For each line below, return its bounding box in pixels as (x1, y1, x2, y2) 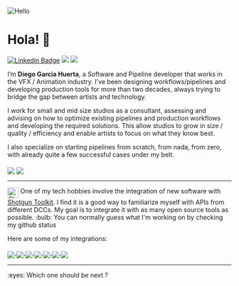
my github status (7, 221, 57, 229)
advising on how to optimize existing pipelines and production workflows (7, 114, 221, 122)
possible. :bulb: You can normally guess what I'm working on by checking (7, 213, 223, 221)
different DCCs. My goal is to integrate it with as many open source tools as (7, 205, 229, 213)
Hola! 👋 (7, 32, 51, 48)
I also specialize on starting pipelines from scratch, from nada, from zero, (7, 142, 222, 151)
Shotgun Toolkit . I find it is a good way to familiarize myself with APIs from (7, 198, 225, 206)
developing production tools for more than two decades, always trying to (7, 85, 221, 93)
